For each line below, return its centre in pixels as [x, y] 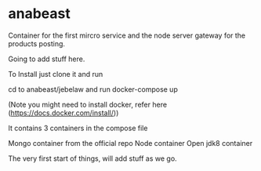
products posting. [36, 43]
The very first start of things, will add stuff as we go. [93, 158]
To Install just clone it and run [56, 74]
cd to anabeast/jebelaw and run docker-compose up [93, 89]
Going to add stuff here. [47, 59]
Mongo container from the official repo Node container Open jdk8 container [130, 143]
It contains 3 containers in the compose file [78, 128]
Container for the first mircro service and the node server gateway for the [127, 35]
